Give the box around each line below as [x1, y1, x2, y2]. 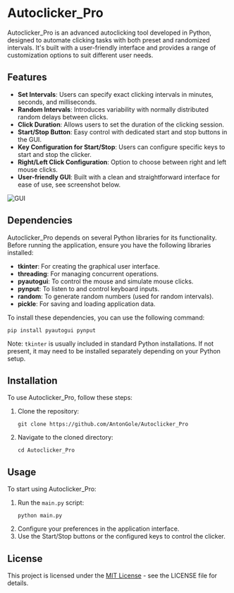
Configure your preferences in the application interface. [17, 524, 180, 533]
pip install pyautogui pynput [7, 327, 97, 334]
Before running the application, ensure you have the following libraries [7, 240, 211, 249]
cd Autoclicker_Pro [17, 447, 75, 454]
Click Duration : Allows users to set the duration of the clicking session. [17, 120, 224, 129]
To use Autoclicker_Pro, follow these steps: [7, 394, 133, 402]
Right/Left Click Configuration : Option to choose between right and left [17, 158, 227, 166]
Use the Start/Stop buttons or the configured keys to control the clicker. [17, 532, 226, 541]
